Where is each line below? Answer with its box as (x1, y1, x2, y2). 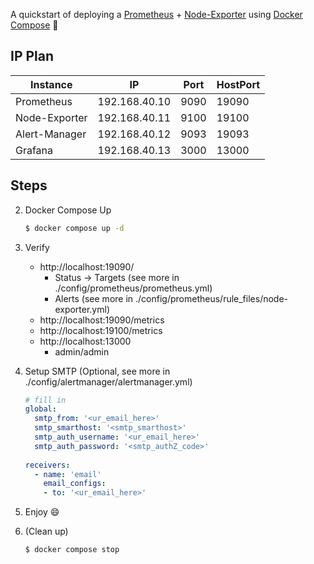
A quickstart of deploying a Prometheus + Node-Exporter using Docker (10, 9, 303, 20)
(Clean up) (24, 525, 69, 538)
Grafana (15, 143, 54, 157)
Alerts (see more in (54, 292, 134, 304)
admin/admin (54, 345, 110, 358)
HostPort (216, 77, 261, 91)
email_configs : (43, 479, 107, 489)
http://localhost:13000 (39, 335, 132, 347)
